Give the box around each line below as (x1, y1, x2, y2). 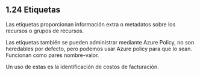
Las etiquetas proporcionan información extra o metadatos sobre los (5, 20, 176, 28)
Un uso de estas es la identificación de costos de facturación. (5, 63, 159, 70)
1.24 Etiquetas (5, 5, 61, 15)
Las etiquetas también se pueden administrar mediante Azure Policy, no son (5, 38, 195, 46)
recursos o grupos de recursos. (5, 27, 84, 34)
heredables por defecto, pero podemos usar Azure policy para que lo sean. (5, 45, 192, 52)
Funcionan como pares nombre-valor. (5, 51, 99, 59)
